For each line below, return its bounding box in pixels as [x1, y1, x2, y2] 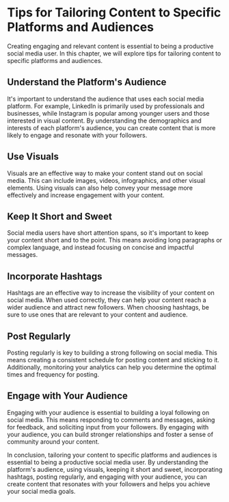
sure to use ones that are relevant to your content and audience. [7, 310, 188, 319]
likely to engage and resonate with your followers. [7, 131, 148, 139]
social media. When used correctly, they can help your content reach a [7, 296, 206, 304]
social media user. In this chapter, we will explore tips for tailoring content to [7, 49, 221, 58]
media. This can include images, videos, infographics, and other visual [7, 176, 206, 184]
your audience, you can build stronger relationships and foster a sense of [7, 430, 214, 438]
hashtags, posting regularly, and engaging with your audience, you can [7, 473, 207, 481]
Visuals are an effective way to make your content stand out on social [7, 169, 203, 177]
